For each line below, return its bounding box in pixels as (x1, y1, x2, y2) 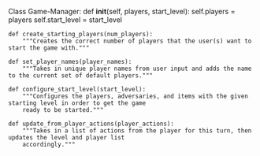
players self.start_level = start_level (8, 15, 122, 24)
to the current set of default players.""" (8, 72, 154, 80)
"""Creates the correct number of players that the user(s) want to (22, 37, 252, 45)
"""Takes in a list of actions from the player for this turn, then (22, 127, 252, 135)
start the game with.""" (8, 44, 90, 52)
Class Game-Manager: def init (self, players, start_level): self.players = (8, 7, 236, 16)
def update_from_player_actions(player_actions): (8, 120, 175, 128)
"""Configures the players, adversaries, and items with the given (22, 92, 248, 100)
